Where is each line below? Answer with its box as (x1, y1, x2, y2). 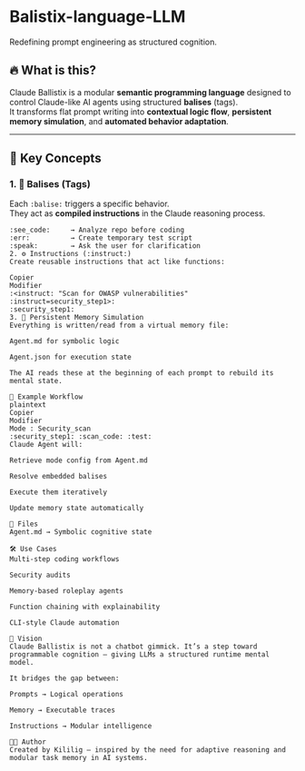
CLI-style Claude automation (9, 618, 120, 628)
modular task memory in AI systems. (9, 754, 148, 763)
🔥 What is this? (9, 63, 97, 78)
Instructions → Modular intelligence (9, 722, 152, 731)
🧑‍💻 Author (9, 737, 47, 746)
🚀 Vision (9, 634, 43, 644)
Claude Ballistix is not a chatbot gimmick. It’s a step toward (9, 642, 258, 651)
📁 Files (9, 519, 39, 529)
